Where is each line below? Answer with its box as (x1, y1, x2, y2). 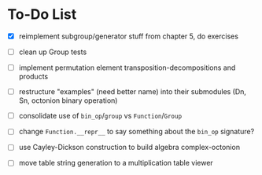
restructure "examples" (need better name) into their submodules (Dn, (18, 87, 247, 97)
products (18, 72, 49, 82)
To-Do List (7, 5, 77, 24)
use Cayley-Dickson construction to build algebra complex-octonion (18, 143, 241, 152)
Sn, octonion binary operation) (18, 96, 118, 105)
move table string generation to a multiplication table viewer (18, 159, 213, 168)
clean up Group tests (18, 47, 87, 57)
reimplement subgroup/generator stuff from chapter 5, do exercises (18, 31, 239, 41)
